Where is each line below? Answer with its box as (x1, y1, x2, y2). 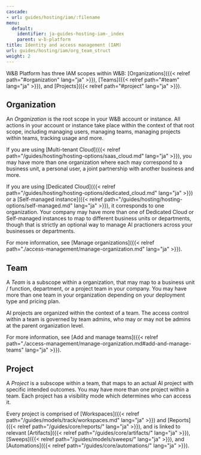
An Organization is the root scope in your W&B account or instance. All (6, 115, 181, 123)
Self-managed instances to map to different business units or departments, (6, 215, 191, 222)
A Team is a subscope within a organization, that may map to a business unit (6, 279, 195, 286)
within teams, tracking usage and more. (6, 135, 103, 142)
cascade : (6, 8, 28, 15)
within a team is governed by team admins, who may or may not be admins (6, 316, 191, 323)
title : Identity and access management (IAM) (6, 42, 121, 48)
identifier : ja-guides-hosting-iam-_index (17, 31, 124, 37)
